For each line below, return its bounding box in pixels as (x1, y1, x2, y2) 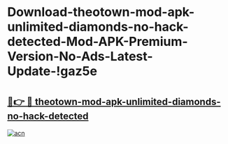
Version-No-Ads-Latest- (7, 49, 153, 65)
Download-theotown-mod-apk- (7, 4, 195, 20)
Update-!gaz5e (7, 63, 98, 79)
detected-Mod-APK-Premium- (7, 34, 188, 49)
